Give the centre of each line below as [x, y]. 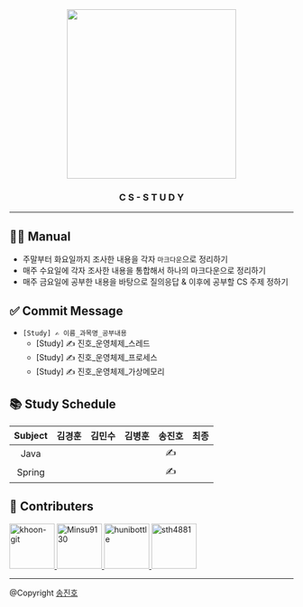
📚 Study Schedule [63, 404]
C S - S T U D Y [151, 197]
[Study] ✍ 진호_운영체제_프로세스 [96, 357]
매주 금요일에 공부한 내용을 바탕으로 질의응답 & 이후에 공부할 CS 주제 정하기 [155, 282]
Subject [31, 435]
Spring [31, 472]
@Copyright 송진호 [44, 593]
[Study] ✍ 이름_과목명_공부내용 [75, 333]
